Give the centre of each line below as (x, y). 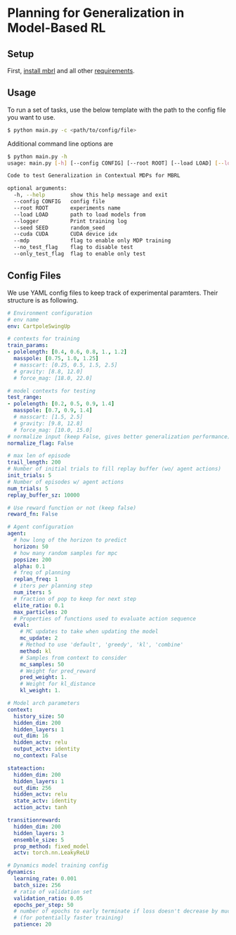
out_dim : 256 (33, 788)
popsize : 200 (33, 560)
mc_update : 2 (39, 638)
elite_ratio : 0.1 (39, 605)
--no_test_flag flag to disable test (73, 248)
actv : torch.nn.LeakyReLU (52, 853)
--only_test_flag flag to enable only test (80, 254)
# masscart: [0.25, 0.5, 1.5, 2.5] (66, 365)
